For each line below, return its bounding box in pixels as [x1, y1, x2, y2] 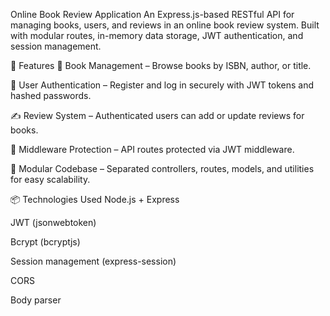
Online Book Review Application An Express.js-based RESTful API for [10, 9, 295, 20]
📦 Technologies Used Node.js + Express [10, 194, 180, 205]
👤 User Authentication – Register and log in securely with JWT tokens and [10, 79, 315, 91]
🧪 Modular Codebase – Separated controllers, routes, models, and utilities [10, 163, 315, 174]
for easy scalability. [10, 174, 91, 185]
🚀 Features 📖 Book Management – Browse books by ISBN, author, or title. [10, 60, 312, 71]
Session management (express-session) [10, 255, 177, 267]
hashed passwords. [10, 90, 92, 101]
